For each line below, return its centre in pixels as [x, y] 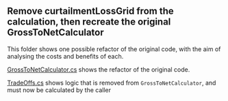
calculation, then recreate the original [89, 22]
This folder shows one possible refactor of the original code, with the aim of [114, 49]
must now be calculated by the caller [59, 90]
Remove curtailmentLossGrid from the [90, 11]
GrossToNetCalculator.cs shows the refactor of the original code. [99, 69]
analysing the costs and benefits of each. [65, 56]
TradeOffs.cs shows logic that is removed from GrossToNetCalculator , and [112, 83]
